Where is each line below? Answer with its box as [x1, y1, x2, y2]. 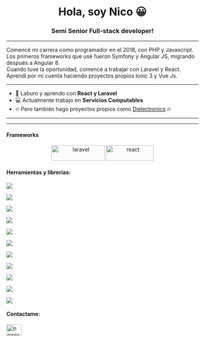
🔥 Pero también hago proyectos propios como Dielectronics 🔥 [15, 106, 171, 113]
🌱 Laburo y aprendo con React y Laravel [15, 90, 117, 97]
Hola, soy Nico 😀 [58, 5, 147, 19]
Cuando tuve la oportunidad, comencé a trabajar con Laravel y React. [6, 66, 181, 73]
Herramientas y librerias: [6, 169, 71, 176]
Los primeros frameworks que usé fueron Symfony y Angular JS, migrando [6, 53, 195, 60]
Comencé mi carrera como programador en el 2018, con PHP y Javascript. [6, 46, 194, 54]
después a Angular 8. [6, 59, 60, 67]
